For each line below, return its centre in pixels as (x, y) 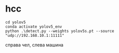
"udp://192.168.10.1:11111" (35, 35)
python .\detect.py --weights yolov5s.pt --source (60, 31)
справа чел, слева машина (34, 45)
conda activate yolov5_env (34, 26)
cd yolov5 (16, 22)
